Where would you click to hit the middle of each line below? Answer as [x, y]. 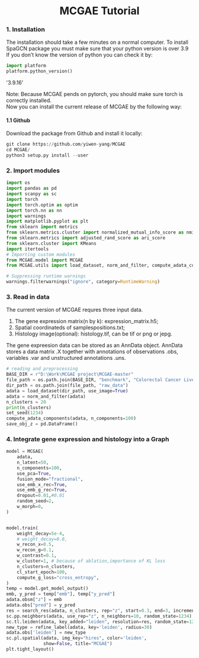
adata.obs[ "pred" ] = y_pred [41, 605]
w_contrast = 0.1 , [37, 555]
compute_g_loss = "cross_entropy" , [58, 577]
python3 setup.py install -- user [47, 155]
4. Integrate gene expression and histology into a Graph [88, 439]
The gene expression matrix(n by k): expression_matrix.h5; [86, 321]
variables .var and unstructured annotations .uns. [66, 358]
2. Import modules [33, 170]
